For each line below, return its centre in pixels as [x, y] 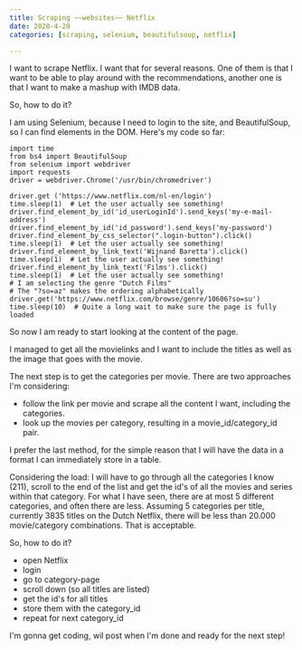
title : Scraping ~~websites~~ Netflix [82, 18]
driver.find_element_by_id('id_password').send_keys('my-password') [141, 228]
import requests [40, 173]
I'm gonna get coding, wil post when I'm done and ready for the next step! [147, 636]
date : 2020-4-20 [40, 26]
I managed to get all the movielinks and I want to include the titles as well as [151, 349]
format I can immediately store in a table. [85, 460]
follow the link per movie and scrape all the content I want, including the [156, 404]
